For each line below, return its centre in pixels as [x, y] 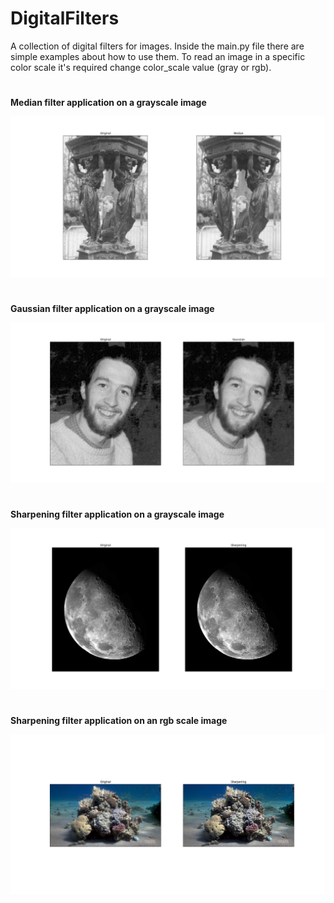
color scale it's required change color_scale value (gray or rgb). [141, 67]
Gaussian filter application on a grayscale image [112, 308]
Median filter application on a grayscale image [108, 103]
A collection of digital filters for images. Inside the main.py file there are [157, 46]
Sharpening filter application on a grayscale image [117, 514]
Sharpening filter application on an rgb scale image [119, 720]
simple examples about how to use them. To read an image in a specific [158, 56]
